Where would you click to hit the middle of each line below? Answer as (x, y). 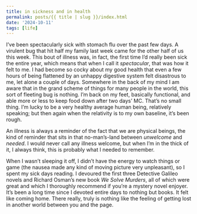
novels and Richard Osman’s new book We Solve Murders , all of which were (98, 180)
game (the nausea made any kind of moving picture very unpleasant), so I (96, 168)
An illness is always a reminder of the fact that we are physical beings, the (96, 131)
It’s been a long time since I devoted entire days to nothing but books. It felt (97, 192)
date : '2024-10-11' (30, 22)
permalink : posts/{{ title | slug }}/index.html (67, 17)
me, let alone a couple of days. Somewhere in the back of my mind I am (93, 82)
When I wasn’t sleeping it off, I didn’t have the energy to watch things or (93, 161)
